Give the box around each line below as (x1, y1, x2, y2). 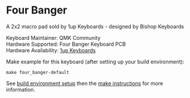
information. (6, 86, 36, 93)
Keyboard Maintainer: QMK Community (6, 34, 101, 41)
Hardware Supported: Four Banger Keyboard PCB (6, 40, 126, 48)
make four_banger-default (6, 69, 69, 75)
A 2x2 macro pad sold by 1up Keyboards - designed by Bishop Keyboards (6, 23, 184, 30)
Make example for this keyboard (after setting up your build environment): (6, 58, 185, 65)
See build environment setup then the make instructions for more (6, 80, 163, 87)
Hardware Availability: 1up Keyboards (6, 46, 96, 53)
